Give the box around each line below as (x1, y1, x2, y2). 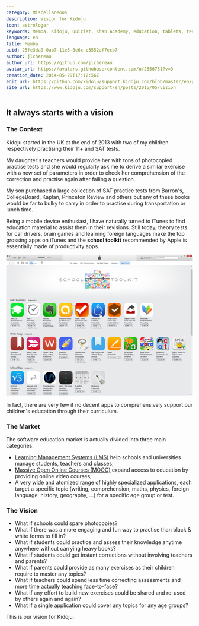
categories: (6, 442, 34, 450)
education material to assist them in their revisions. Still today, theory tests (6, 223, 188, 231)
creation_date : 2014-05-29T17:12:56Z (6, 72, 99, 78)
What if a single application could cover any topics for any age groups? (14, 602, 188, 609)
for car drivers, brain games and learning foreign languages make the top (6, 230, 185, 237)
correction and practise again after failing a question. (6, 175, 136, 182)
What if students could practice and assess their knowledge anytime (14, 539, 182, 546)
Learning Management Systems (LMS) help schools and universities (14, 454, 181, 461)
